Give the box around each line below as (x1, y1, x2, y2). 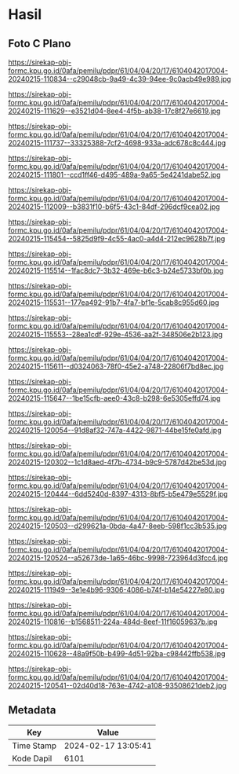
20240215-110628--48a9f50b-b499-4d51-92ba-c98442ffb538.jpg (8, 649, 226, 658)
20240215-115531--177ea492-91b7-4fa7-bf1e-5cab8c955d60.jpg (8, 298, 219, 307)
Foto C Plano (8, 37, 71, 50)
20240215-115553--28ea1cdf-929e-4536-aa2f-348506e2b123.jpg (8, 330, 223, 339)
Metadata (8, 703, 56, 717)
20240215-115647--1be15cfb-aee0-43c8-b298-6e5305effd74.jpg (8, 394, 221, 402)
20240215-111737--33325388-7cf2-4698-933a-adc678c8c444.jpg (8, 138, 226, 147)
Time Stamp (12, 740, 57, 751)
